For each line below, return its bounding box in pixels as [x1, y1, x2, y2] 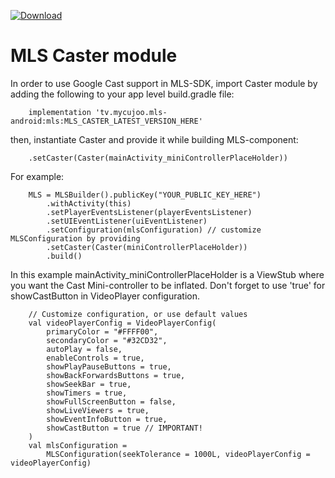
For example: [10, 170, 65, 182]
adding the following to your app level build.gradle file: [10, 88, 235, 100]
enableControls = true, [46, 353, 145, 363]
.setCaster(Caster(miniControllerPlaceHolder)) [46, 242, 248, 252]
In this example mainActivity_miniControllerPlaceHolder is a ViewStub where [10, 268, 325, 280]
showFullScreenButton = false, [46, 396, 177, 407]
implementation [28, 107, 92, 117]
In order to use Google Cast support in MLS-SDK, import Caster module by [10, 77, 318, 89]
